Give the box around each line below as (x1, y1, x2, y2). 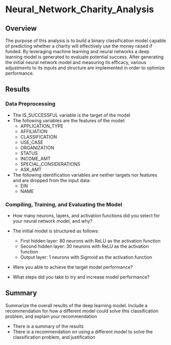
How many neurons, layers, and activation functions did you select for (12, 212, 160, 219)
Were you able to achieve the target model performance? (12, 264, 133, 270)
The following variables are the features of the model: (12, 117, 126, 123)
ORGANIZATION (20, 144, 55, 150)
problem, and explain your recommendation (5, 313, 97, 319)
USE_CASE (20, 139, 43, 145)
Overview (5, 24, 37, 33)
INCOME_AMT (20, 155, 51, 162)
